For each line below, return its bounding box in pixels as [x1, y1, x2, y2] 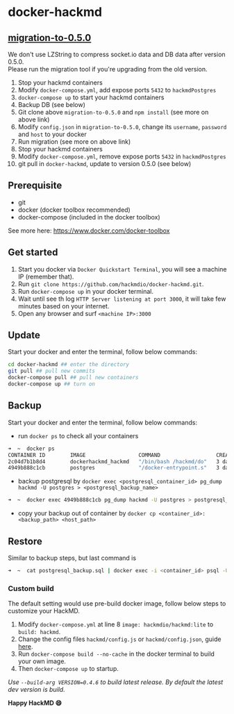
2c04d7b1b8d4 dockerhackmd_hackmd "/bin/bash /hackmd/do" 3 [8, 458, 219, 465]
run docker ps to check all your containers [17, 431, 139, 440]
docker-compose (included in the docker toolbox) [17, 213, 160, 221]
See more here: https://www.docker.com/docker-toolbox [8, 226, 170, 235]
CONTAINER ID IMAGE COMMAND [8, 451, 160, 458]
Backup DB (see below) [17, 101, 86, 108]
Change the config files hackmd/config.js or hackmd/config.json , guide [17, 635, 222, 643]
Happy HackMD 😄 [8, 699, 62, 707]
